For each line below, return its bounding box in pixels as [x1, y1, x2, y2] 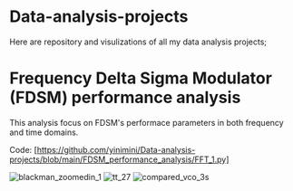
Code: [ [9, 144, 38, 155]
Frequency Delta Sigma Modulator [9, 68, 272, 89]
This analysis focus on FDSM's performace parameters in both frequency [9, 117, 284, 128]
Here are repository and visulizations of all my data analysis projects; [9, 36, 268, 47]
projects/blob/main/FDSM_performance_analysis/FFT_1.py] [9, 154, 230, 165]
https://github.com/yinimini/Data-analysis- [36, 144, 196, 155]
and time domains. [9, 127, 79, 138]
